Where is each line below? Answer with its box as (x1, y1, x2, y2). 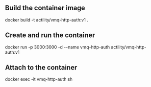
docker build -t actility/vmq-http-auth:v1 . (5, 17, 88, 22)
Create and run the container (5, 31, 96, 40)
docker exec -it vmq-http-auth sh (5, 76, 73, 82)
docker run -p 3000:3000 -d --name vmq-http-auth (5, 44, 110, 50)
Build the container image (5, 4, 85, 12)
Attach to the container (5, 64, 77, 72)
